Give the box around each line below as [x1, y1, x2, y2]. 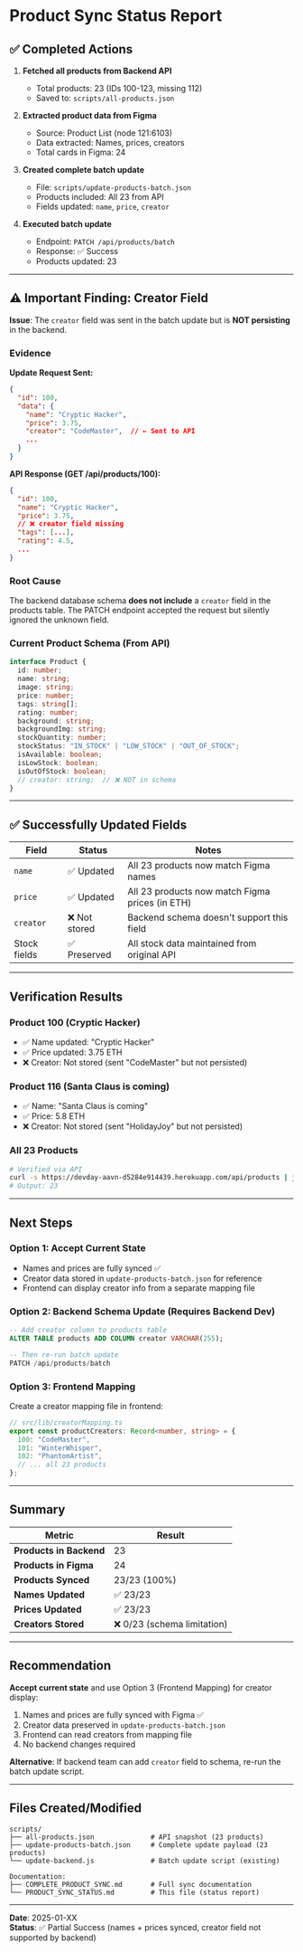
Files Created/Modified [9, 1801, 142, 1816]
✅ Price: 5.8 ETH [22, 1111, 86, 1122]
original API [127, 949, 177, 962]
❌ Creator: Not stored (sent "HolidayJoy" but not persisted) [22, 1121, 243, 1132]
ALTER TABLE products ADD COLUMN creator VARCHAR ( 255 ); [9, 1334, 224, 1343]
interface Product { [9, 658, 87, 667]
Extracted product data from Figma [22, 110, 158, 120]
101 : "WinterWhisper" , [17, 1444, 103, 1453]
